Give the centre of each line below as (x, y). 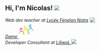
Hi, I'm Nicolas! (29, 8)
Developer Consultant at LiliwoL (38, 42)
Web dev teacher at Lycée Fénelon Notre (47, 20)
